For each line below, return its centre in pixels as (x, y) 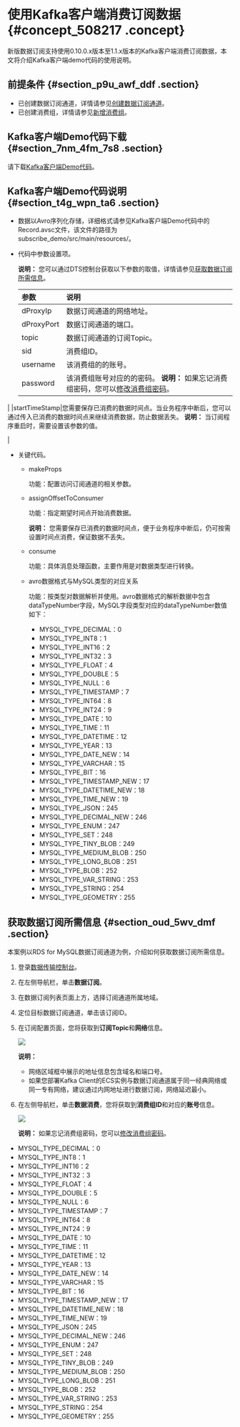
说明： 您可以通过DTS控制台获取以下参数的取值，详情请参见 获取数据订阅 (125, 269)
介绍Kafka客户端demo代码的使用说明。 (77, 60)
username (38, 364)
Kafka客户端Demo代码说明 (67, 191)
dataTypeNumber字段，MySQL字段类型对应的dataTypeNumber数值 (127, 605)
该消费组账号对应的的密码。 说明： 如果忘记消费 (147, 378)
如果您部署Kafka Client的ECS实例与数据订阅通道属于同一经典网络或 (127, 1080)
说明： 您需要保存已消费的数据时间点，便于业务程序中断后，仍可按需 (129, 528)
